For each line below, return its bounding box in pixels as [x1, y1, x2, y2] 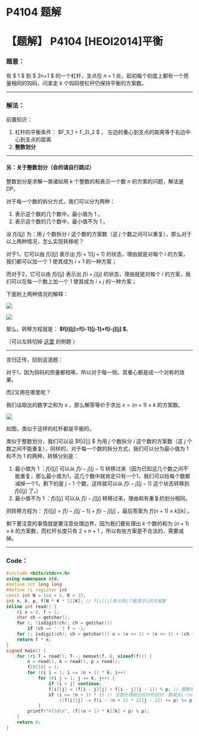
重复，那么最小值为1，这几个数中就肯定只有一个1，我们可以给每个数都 [20, 473, 191, 480]
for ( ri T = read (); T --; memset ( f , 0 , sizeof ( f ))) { [17, 653, 152, 659]
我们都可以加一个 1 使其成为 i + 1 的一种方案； [6, 258, 117, 265]
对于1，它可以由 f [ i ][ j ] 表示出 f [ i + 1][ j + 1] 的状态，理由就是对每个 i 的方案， [6, 250, 188, 258]
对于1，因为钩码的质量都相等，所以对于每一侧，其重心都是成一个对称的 [6, 369, 179, 376]
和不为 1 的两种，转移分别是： [6, 453, 79, 460]
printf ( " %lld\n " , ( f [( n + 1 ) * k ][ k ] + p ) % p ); [27, 708, 150, 715]
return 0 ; [17, 719, 41, 725]
